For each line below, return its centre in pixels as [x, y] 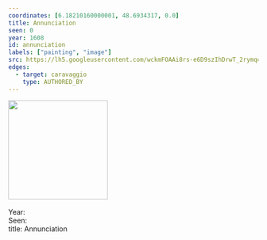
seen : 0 [21, 30]
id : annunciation [37, 45]
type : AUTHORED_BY [53, 82]
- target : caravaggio [51, 74]
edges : [19, 67]
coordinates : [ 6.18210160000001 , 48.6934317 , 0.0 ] [94, 15]
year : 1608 [26, 38]
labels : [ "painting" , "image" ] [60, 52]
